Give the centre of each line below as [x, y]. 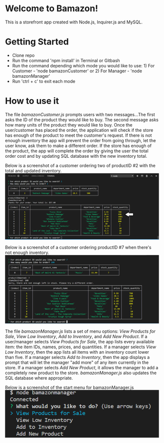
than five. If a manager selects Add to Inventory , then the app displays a [77, 358]
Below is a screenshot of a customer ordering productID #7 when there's [78, 248]
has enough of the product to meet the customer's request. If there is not [79, 135]
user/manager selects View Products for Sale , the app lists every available [80, 342]
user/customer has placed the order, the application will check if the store [79, 130]
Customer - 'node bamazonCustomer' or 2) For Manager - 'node [77, 71]
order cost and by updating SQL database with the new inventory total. [76, 156]
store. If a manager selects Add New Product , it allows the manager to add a [82, 368]
